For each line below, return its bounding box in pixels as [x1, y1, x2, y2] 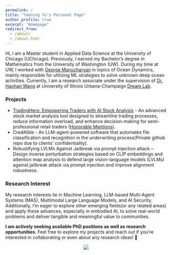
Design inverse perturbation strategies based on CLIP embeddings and [12, 151, 163, 157]
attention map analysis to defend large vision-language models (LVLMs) [12, 156, 165, 163]
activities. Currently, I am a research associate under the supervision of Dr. [5, 77, 163, 84]
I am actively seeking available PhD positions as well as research [5, 224, 146, 230]
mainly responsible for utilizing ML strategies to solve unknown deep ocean [5, 72, 165, 78]
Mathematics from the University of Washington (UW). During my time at [5, 61, 159, 67]
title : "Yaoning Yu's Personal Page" [5, 12, 86, 17]
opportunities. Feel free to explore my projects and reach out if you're [5, 229, 154, 235]
